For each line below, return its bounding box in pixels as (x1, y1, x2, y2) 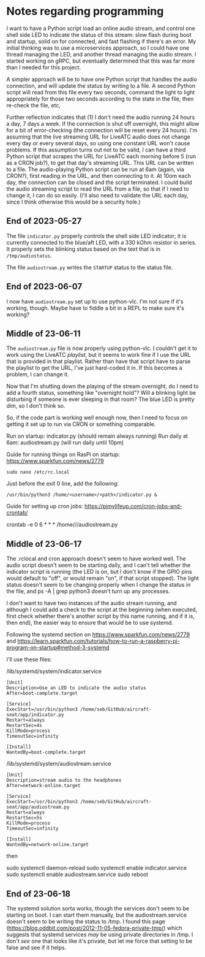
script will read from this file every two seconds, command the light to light (6, 88, 195, 96)
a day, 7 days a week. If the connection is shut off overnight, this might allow (6, 120, 199, 127)
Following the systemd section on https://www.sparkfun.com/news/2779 (6, 631, 190, 638)
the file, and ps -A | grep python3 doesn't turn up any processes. (6, 587, 170, 595)
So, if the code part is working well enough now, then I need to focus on (6, 414, 188, 421)
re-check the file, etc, (6, 101, 61, 109)
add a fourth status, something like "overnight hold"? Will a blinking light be (6, 389, 196, 397)
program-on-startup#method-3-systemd (6, 644, 110, 651)
